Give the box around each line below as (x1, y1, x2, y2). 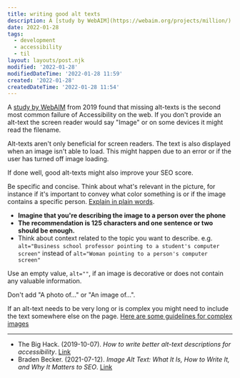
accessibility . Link (17, 347, 71, 357)
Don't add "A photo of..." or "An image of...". (7, 290, 136, 300)
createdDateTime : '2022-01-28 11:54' (7, 83, 120, 91)
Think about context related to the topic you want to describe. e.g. (17, 234, 213, 242)
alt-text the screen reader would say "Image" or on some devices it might (7, 118, 224, 127)
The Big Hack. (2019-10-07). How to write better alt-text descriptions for (17, 340, 231, 349)
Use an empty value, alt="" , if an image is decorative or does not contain (7, 269, 224, 278)
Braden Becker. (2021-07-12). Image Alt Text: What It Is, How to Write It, (17, 355, 230, 364)
